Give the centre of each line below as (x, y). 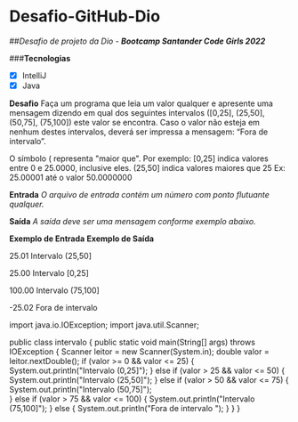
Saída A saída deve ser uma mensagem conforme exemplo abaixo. (133, 222)
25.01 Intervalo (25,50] (50, 256)
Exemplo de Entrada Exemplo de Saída (81, 239)
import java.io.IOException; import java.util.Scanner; (105, 325)
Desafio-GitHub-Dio (85, 16)
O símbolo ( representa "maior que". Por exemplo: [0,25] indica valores (139, 158)
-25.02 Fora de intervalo (53, 308)
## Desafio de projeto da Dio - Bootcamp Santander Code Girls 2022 (137, 41)
